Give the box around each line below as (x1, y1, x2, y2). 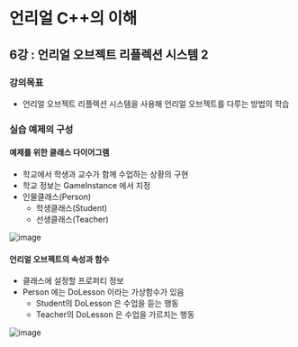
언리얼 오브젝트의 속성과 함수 (9, 253, 110, 264)
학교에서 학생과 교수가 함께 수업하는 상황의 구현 (22, 169, 189, 179)
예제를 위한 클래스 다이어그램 (9, 147, 110, 158)
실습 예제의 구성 (9, 123, 74, 135)
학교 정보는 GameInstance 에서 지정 (22, 180, 151, 190)
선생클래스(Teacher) (35, 214, 110, 224)
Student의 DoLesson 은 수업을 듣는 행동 (35, 298, 179, 309)
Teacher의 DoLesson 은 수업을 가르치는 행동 (35, 309, 195, 320)
